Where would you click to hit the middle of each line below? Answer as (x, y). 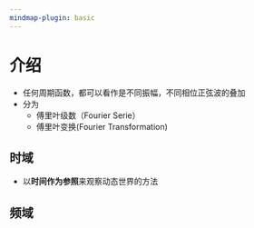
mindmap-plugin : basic (52, 18)
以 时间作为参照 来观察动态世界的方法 (90, 182)
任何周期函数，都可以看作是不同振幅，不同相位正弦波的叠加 (134, 93)
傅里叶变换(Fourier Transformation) (102, 126)
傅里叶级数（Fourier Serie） (88, 115)
